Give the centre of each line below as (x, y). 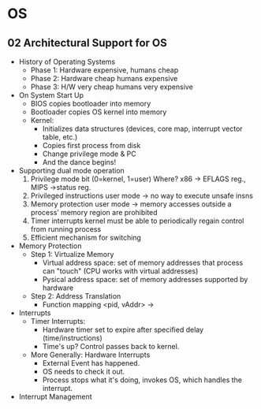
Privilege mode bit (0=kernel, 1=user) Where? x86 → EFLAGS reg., (138, 179)
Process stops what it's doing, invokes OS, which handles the (142, 380)
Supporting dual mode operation (72, 171)
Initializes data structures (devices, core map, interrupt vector (142, 128)
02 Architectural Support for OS (87, 43)
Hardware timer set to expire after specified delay (123, 329)
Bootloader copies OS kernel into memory (99, 112)
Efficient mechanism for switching (86, 238)
